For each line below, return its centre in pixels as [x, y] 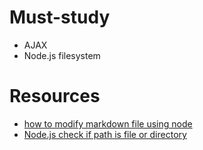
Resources [55, 96]
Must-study [60, 17]
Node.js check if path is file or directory [105, 134]
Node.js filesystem [62, 55]
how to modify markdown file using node [108, 123]
